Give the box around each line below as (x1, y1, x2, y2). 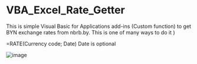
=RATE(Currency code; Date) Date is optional (6, 40, 116, 47)
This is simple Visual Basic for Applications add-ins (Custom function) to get (6, 23, 192, 30)
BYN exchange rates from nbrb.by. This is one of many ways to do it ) (6, 29, 175, 35)
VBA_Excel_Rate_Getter (6, 3, 125, 17)
